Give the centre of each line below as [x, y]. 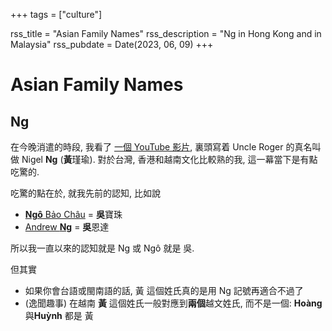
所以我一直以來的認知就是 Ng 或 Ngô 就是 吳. [102, 248]
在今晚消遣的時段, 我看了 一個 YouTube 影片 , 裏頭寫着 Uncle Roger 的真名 [161, 147]
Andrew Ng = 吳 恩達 [67, 227]
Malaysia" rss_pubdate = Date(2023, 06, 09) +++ [112, 44]
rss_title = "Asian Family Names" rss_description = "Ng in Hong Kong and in [166, 33]
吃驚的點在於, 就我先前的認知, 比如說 [85, 193]
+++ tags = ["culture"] [56, 14]
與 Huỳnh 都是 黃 [59, 315]
